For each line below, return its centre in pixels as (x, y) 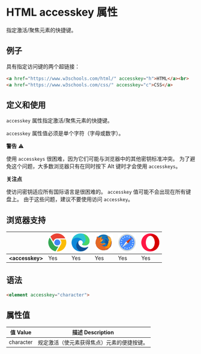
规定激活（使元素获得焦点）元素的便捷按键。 (93, 342)
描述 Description (93, 332)
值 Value (21, 332)
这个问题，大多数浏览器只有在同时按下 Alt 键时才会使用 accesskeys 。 (96, 166)
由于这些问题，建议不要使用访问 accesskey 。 (78, 199)
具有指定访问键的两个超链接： (43, 66)
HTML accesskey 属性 (62, 12)
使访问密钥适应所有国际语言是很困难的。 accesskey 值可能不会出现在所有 (96, 192)
